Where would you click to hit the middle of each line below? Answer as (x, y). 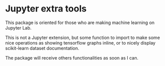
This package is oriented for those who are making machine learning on (80, 22)
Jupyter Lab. (18, 27)
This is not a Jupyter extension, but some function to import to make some (83, 37)
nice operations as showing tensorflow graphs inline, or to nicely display (80, 42)
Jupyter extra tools (46, 9)
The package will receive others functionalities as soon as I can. (72, 57)
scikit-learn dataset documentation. (42, 48)
